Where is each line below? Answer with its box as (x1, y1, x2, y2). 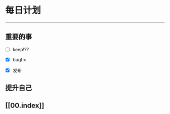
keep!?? (12, 46, 29, 52)
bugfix (12, 56, 26, 62)
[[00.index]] (5, 101, 45, 109)
